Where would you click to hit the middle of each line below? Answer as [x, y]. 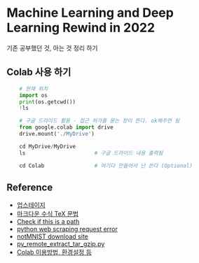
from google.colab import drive [66, 127]
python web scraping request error [67, 229]
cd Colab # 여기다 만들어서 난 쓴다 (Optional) [106, 166]
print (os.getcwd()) [48, 102]
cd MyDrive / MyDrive [48, 146]
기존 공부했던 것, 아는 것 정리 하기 [52, 48]
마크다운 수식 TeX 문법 [47, 214]
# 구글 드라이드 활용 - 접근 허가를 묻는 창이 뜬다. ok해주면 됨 [99, 121]
